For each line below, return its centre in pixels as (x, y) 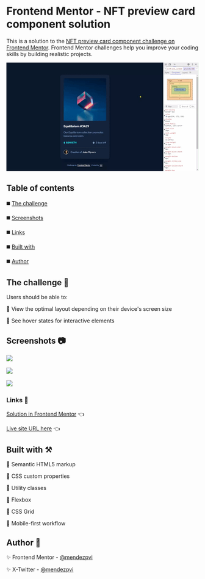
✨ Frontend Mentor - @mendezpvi (49, 557)
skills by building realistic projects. (49, 54)
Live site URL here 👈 (33, 428)
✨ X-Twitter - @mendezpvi (40, 570)
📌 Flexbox (19, 500)
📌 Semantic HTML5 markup (41, 464)
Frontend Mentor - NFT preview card (101, 11)
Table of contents (40, 188)
